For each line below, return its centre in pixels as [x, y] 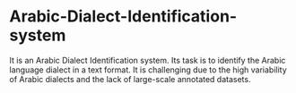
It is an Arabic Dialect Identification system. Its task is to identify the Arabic [148, 60]
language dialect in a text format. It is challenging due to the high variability [148, 70]
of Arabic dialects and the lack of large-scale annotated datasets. [130, 79]
